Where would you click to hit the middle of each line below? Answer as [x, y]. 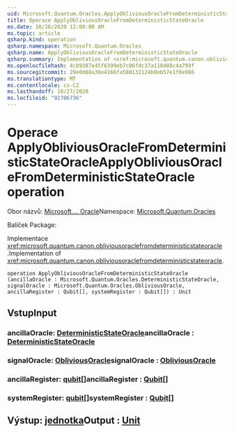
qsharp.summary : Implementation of [59, 59]
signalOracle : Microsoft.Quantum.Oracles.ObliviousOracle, [96, 286]
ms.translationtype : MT [42, 79]
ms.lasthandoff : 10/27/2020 [48, 91]
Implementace [28, 238]
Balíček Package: [32, 225]
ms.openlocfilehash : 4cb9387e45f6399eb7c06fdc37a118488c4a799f [101, 66]
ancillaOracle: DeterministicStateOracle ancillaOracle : [101, 333]
